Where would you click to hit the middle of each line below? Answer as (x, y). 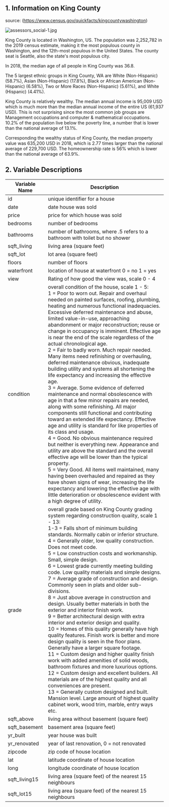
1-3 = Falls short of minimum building (93, 528)
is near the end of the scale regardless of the (101, 337)
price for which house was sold (85, 215)
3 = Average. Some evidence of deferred (96, 387)
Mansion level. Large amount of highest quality (103, 698)
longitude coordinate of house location (93, 768)
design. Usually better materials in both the (98, 603)
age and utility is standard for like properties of (103, 425)
